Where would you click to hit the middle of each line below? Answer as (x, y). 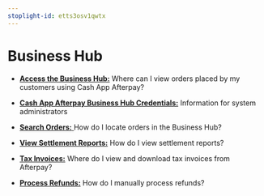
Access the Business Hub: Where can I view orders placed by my (130, 79)
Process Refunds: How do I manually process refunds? (112, 182)
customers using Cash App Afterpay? (82, 87)
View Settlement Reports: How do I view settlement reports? (121, 143)
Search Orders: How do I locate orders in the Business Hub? (120, 127)
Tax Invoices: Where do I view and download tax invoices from (124, 158)
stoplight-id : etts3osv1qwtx (57, 16)
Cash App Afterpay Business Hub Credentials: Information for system (138, 103)
